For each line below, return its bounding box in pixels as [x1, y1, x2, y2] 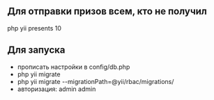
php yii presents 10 [7, 24, 61, 32]
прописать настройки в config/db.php [17, 62, 130, 71]
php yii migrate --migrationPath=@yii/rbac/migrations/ [17, 77, 174, 85]
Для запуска [7, 44, 66, 56]
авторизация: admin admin [17, 85, 96, 93]
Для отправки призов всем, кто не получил [7, 6, 208, 17]
